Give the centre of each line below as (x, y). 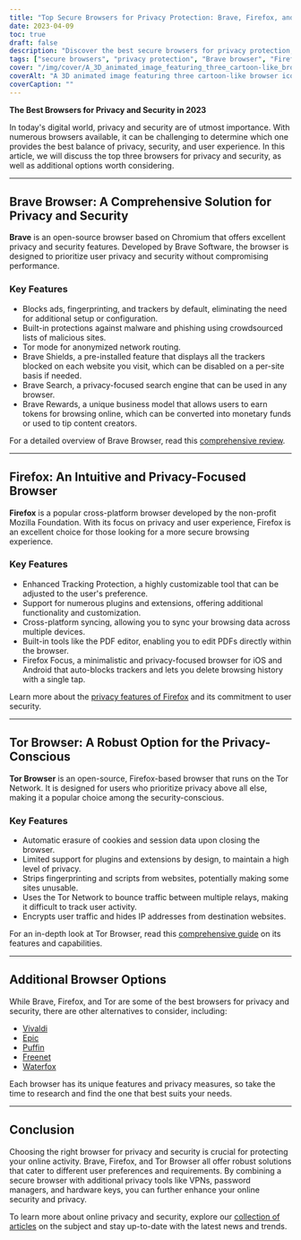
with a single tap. (54, 679)
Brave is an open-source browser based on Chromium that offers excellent (148, 238)
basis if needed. (52, 375)
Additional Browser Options (88, 980)
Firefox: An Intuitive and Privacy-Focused (128, 477)
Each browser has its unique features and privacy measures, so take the (142, 1084)
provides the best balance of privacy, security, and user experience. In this (147, 146)
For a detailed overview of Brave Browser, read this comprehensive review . (147, 440)
